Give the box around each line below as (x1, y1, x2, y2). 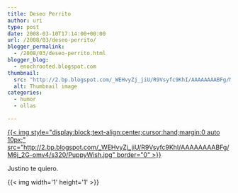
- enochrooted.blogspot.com (13, 63, 97, 70)
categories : (7, 89, 42, 96)
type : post (7, 23, 40, 30)
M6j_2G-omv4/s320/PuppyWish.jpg (7, 150, 113, 159)
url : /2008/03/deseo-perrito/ (7, 37, 97, 44)
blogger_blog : (7, 57, 50, 64)
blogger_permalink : (7, 43, 65, 50)
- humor (13, 96, 37, 103)
